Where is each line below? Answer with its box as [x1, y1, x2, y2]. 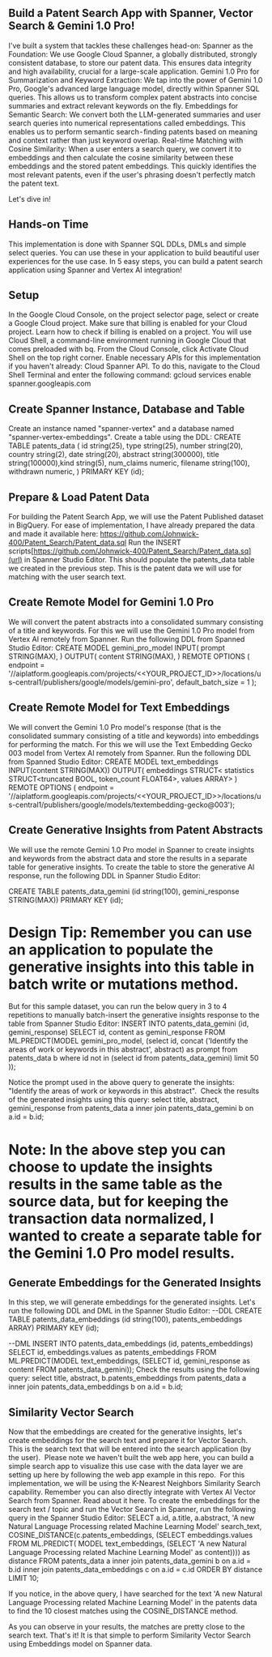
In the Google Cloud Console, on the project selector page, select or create [8, 310, 259, 319]
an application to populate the [8, 940, 214, 959]
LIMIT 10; [8, 1574, 39, 1583]
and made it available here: [8, 529, 99, 539]
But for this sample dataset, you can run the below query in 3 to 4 [8, 1001, 227, 1011]
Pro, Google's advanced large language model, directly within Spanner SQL [8, 83, 261, 93]
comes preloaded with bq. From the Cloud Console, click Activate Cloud [8, 344, 249, 354]
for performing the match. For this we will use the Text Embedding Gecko [8, 739, 253, 749]
